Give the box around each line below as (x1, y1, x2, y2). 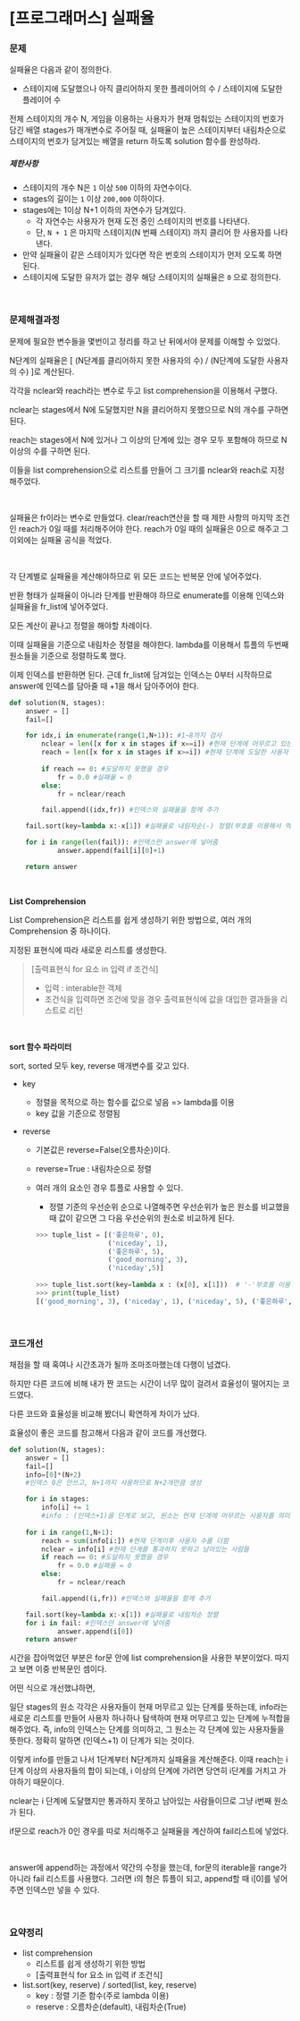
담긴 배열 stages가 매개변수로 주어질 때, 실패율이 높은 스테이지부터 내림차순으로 (9, 124, 287, 135)
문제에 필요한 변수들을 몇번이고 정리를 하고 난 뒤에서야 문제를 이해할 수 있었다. (9, 336, 281, 346)
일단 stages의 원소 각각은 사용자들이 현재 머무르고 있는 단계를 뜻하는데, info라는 (9, 1701, 288, 1712)
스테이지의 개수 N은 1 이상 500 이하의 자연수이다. (21, 183, 192, 193)
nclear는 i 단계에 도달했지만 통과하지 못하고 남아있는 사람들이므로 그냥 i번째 (9, 1795, 272, 1806)
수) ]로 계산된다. (18, 366, 75, 377)
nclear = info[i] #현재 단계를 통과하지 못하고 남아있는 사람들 (41, 1545, 250, 1554)
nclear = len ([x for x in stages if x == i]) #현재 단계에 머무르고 (41, 739, 277, 748)
